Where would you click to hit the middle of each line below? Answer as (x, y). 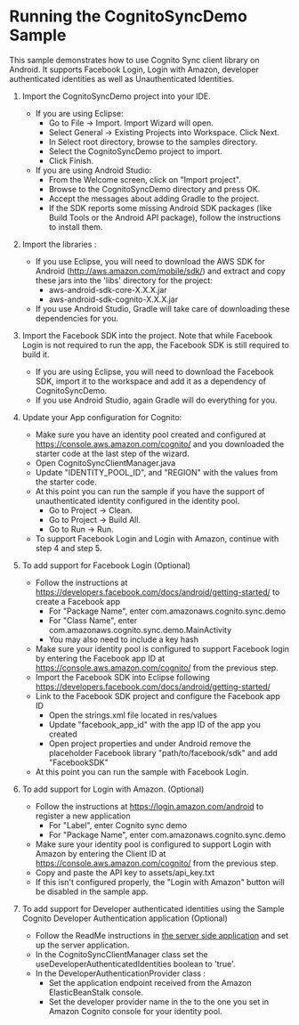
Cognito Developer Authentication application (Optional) (125, 918)
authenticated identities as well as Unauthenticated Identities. (122, 78)
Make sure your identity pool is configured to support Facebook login (162, 648)
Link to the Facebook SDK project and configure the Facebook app (158, 696)
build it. (36, 354)
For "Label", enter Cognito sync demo (118, 825)
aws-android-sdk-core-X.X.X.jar (108, 289)
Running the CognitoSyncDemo (128, 16)
